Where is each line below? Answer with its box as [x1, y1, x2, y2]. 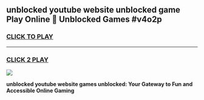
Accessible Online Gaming [6, 87, 75, 94]
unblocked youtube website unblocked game [6, 5, 181, 15]
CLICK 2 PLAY [6, 55, 49, 64]
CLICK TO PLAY [6, 33, 53, 41]
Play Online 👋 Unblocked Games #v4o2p [6, 15, 162, 25]
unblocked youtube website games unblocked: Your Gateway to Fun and [6, 80, 193, 87]
